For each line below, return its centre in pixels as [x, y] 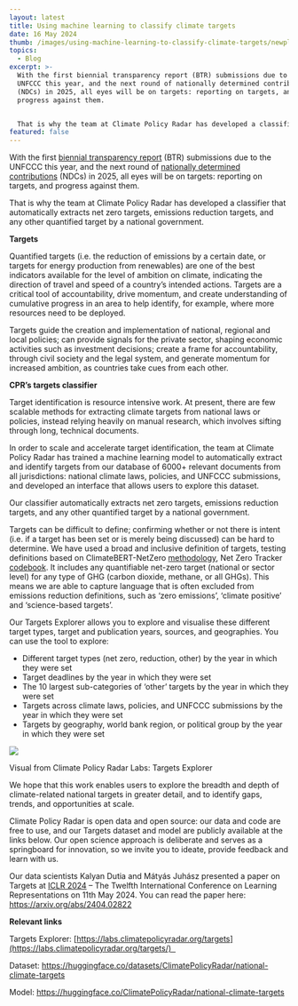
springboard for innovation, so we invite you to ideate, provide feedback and [149, 850]
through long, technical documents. [74, 431]
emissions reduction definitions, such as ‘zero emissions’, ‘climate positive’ [145, 595]
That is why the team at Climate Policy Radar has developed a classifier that [148, 203]
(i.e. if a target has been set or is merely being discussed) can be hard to [142, 539]
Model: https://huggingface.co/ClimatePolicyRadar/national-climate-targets [147, 993]
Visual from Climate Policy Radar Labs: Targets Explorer [111, 768]
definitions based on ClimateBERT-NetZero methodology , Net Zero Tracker [146, 558]
